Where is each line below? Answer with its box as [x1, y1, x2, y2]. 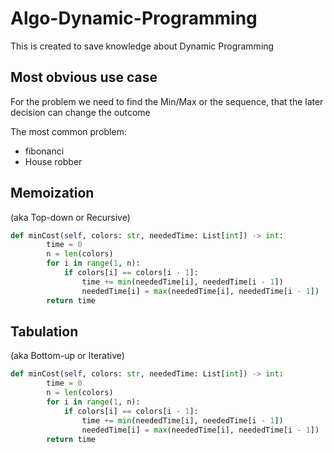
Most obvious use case [10, 69, 158, 86]
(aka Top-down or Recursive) [10, 211, 131, 223]
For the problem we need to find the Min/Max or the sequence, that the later [10, 95, 324, 107]
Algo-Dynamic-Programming [10, 7, 258, 30]
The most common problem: [10, 125, 127, 137]
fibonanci [24, 145, 65, 157]
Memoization [10, 185, 95, 202]
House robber [24, 155, 83, 167]
